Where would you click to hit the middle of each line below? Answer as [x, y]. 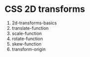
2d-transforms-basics [34, 23]
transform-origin [28, 49]
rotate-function [27, 39]
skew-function [26, 44]
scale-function [27, 33]
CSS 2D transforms [45, 9]
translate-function [30, 28]
